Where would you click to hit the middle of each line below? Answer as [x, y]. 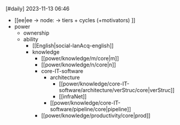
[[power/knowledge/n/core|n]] [78, 65]
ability [30, 39]
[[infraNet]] [73, 96]
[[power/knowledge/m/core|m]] [80, 58]
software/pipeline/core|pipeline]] [90, 109]
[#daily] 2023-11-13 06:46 [38, 9]
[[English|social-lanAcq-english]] [73, 45]
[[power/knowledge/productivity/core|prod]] [96, 115]
